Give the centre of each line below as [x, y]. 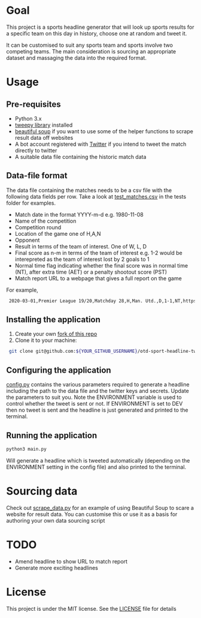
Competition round [38, 227]
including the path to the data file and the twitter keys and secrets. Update [98, 391]
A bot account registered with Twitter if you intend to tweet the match [100, 144]
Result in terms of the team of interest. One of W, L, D [81, 246]
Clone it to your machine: [46, 340]
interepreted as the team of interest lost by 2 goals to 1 [82, 259]
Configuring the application [59, 370]
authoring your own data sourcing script [56, 520]
